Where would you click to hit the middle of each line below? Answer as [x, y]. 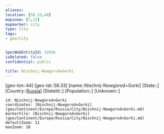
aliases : [15, 10]
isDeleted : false [24, 57]
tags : [11, 34]
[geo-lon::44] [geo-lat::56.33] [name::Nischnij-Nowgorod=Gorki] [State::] [82, 85]
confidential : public [28, 62]
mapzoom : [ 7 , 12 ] [22, 19]
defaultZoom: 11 [22, 123]
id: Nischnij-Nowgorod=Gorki [36, 100]
